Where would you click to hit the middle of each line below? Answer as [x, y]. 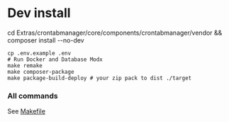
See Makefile [27, 111]
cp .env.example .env [39, 53]
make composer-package [41, 72]
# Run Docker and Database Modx [55, 59]
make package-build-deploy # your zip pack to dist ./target [100, 78]
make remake [25, 65]
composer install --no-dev [46, 40]
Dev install [39, 13]
